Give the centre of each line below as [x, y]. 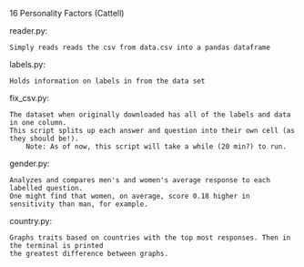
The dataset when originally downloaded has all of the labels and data [150, 115]
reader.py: [29, 31]
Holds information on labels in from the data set [107, 81]
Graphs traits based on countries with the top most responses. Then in [150, 238]
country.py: [31, 221]
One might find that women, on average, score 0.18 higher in [130, 196]
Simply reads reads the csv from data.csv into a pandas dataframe [140, 47]
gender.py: [30, 164]
